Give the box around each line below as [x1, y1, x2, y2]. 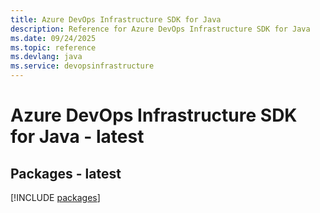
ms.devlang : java [10, 52, 83, 62]
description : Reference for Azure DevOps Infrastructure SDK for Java [10, 24, 311, 34]
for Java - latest [10, 126, 145, 148]
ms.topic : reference [10, 42, 97, 53]
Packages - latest [10, 165, 122, 182]
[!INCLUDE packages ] [10, 192, 101, 203]
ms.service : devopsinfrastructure [10, 61, 155, 71]
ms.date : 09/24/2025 [10, 33, 97, 43]
